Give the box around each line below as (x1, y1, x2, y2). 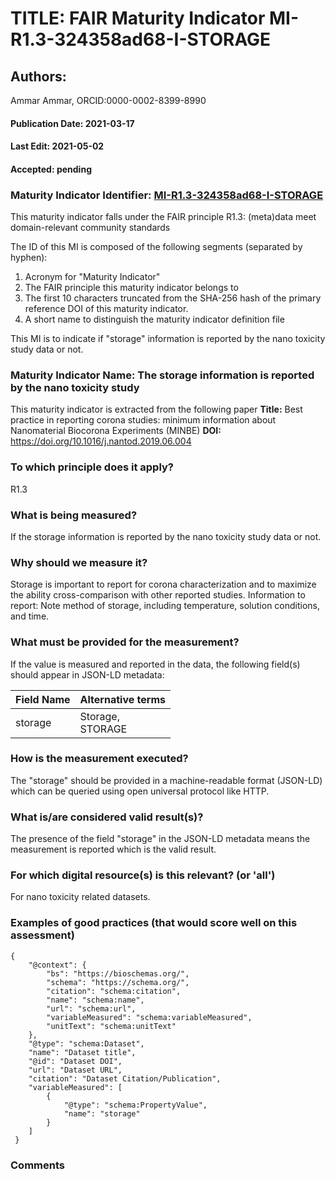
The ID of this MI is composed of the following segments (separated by (10, 241, 303, 253)
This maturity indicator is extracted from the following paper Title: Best (10, 403, 303, 416)
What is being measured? (10, 508, 138, 522)
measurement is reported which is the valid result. (10, 843, 217, 856)
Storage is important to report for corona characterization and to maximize (10, 578, 317, 591)
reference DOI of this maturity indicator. (24, 303, 189, 315)
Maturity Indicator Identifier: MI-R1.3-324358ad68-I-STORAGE (10, 188, 324, 202)
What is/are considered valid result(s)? (10, 810, 204, 824)
